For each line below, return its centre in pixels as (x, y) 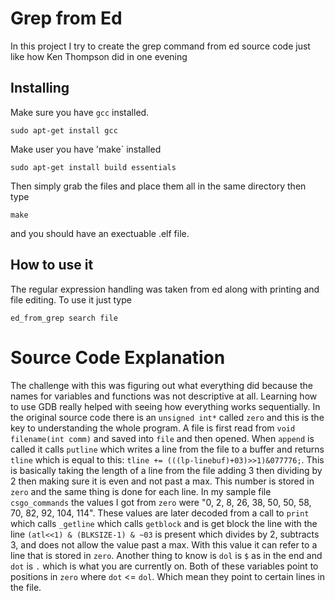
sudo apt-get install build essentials (93, 167)
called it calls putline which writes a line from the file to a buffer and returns (167, 449)
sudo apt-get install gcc (64, 130)
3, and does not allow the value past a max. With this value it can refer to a (164, 544)
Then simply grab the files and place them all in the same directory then (158, 186)
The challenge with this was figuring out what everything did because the (161, 385)
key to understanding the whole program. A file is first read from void (153, 428)
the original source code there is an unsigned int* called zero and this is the (167, 417)
